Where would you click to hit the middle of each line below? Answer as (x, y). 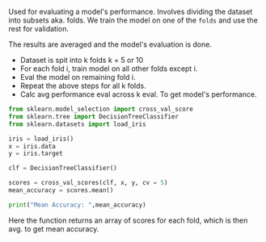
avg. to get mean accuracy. (54, 228)
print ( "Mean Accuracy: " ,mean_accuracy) (78, 205)
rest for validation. (39, 29)
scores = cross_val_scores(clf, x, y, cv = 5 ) (88, 183)
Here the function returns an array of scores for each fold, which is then (128, 220)
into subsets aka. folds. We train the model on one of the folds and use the (133, 20)
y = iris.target (36, 154)
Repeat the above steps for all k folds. (83, 86)
